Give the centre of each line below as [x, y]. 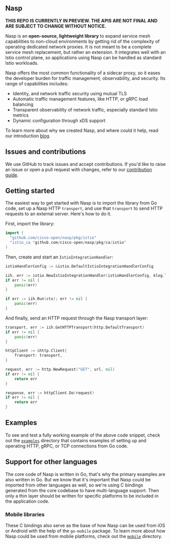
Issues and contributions [46, 152]
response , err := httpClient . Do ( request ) [50, 393]
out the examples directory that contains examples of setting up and [76, 440]
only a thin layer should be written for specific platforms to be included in [82, 496]
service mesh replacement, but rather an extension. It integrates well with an [85, 52]
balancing [23, 104]
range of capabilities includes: [37, 83]
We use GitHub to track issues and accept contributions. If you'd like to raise [85, 164]
